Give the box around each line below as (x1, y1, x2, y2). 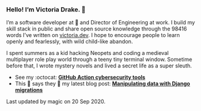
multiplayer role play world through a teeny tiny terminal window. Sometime (6, 56, 193, 63)
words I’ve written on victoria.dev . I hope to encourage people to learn (6, 32, 180, 39)
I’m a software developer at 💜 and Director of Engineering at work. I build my (6, 19, 195, 26)
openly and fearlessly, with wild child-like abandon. (6, 38, 133, 45)
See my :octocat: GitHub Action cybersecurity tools (14, 74, 146, 81)
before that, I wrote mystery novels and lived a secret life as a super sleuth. (6, 62, 192, 69)
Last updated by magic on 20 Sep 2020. (6, 98, 106, 105)
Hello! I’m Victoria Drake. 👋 (6, 5, 86, 14)
